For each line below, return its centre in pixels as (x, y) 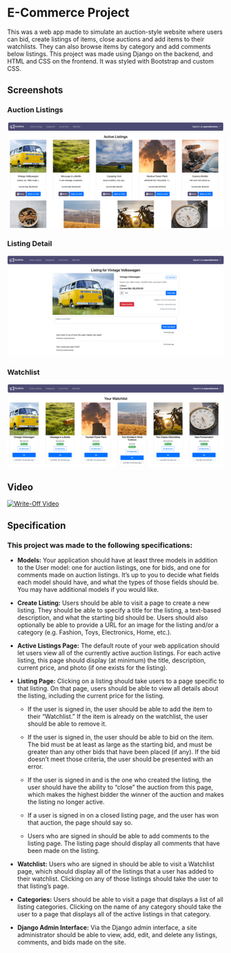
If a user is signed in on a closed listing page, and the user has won (123, 815)
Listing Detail (30, 244)
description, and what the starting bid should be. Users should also (112, 617)
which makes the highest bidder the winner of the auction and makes (125, 794)
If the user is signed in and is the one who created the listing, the (119, 780)
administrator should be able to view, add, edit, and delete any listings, (117, 934)
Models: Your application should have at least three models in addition (118, 560)
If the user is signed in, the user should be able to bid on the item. (121, 737)
